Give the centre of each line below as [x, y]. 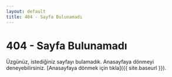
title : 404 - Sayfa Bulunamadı [44, 17]
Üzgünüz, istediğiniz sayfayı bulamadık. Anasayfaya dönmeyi [80, 62]
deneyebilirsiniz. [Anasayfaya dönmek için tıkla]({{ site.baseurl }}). [86, 68]
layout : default [26, 11]
